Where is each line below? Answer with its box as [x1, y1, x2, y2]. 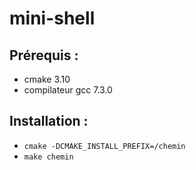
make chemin [23, 152, 74, 162]
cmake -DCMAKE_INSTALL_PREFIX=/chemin [23, 141, 186, 151]
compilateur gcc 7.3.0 [23, 84, 113, 96]
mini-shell [9, 7, 96, 30]
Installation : [9, 113, 89, 130]
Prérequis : [9, 47, 79, 64]
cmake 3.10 [23, 73, 71, 85]
